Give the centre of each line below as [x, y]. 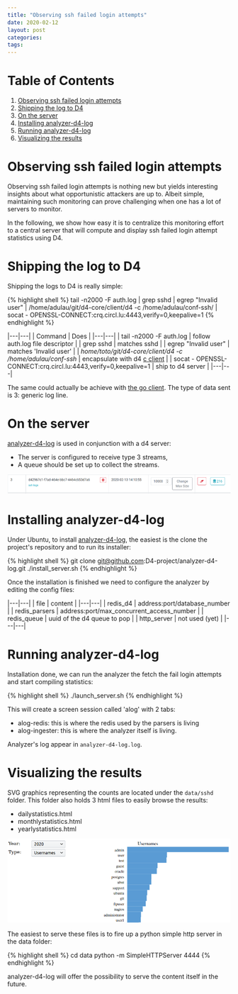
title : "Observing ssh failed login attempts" [77, 15]
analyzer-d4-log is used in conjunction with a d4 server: [89, 443]
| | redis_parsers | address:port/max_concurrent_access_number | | [106, 611]
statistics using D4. [35, 238]
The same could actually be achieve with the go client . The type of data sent [119, 387]
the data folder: [30, 941]
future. [17, 984]
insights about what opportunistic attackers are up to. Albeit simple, [106, 194]
